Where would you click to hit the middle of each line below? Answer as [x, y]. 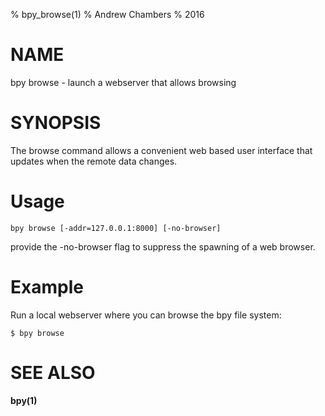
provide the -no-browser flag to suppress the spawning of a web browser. [163, 246]
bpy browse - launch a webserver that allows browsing [123, 82]
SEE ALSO [53, 372]
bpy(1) [24, 400]
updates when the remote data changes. [94, 161]
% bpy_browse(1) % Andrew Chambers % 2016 [107, 14]
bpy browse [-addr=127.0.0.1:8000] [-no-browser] [116, 228]
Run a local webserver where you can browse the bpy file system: [146, 315]
